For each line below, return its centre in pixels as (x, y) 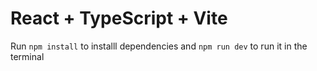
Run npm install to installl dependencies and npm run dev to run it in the (159, 46)
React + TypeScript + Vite (119, 18)
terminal (27, 56)
